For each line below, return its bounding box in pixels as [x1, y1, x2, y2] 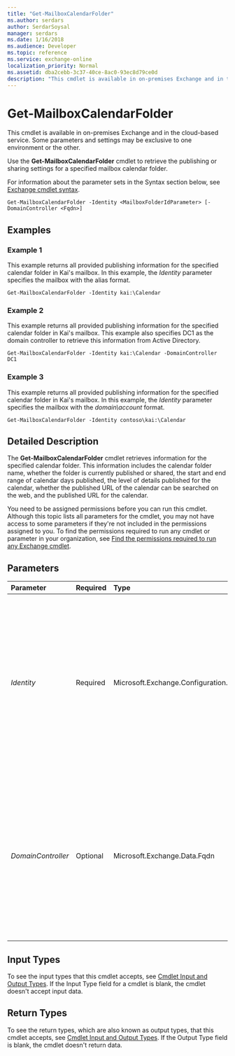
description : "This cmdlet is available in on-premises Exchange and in [7, 75, 224, 83]
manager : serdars [7, 29, 58, 37]
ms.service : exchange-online [7, 56, 92, 63]
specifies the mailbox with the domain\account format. [7, 403, 165, 411]
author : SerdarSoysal [7, 23, 71, 30]
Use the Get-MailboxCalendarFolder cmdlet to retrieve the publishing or [7, 157, 217, 165]
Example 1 [7, 245, 43, 255]
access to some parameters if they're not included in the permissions [7, 519, 207, 528]
